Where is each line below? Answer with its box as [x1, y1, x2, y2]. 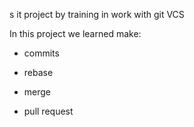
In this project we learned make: [9, 28, 142, 39]
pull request [23, 105, 74, 117]
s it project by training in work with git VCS [9, 9, 185, 20]
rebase [23, 67, 54, 78]
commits [23, 47, 60, 59]
